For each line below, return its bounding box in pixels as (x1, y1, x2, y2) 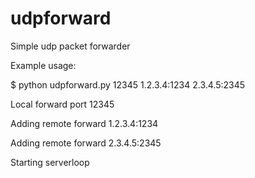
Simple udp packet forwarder (10, 40, 131, 52)
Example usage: (10, 59, 77, 71)
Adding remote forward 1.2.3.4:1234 (10, 117, 159, 129)
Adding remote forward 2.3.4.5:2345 (10, 137, 162, 149)
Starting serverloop (10, 156, 90, 168)
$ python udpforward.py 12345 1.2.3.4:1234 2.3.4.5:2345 (10, 78, 246, 91)
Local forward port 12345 (10, 98, 115, 110)
